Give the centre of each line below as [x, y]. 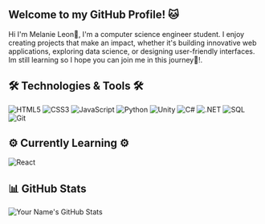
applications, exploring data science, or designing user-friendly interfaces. [132, 51]
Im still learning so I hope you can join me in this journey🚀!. [106, 59]
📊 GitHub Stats [47, 188]
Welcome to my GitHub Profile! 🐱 [94, 15]
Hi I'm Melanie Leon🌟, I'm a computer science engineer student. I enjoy [126, 34]
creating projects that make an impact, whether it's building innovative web [132, 43]
